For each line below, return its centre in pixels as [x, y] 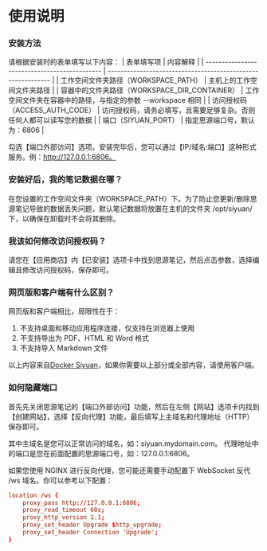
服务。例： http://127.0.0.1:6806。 [63, 157]
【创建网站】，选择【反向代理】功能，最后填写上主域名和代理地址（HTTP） [131, 416]
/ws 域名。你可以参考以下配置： [61, 480]
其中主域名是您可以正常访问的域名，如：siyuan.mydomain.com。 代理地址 [130, 444]
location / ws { [33, 495]
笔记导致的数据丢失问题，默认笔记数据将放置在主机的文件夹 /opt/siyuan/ [133, 209]
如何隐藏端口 [33, 388]
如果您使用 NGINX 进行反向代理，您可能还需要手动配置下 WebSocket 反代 [130, 470]
